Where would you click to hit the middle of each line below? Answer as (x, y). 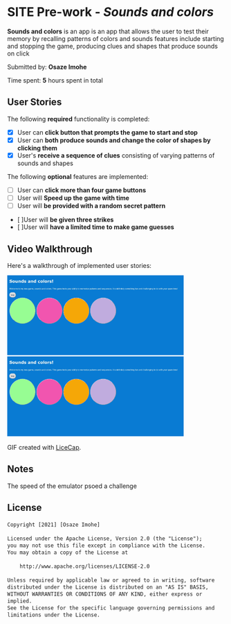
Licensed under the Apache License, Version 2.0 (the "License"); (105, 539)
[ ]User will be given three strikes (65, 220)
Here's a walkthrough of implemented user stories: (80, 265)
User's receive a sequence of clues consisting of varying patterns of (116, 155)
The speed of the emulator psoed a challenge (72, 486)
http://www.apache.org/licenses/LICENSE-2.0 (85, 566)
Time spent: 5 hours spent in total (55, 80)
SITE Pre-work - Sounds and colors (111, 12)
